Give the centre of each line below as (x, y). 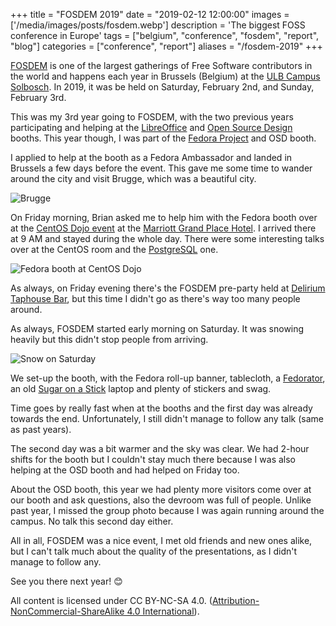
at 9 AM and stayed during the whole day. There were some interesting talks (167, 238)
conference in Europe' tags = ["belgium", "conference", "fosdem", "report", (165, 35)
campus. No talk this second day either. (92, 521)
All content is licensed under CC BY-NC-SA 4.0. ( (111, 600)
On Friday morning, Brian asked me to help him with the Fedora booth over (164, 217)
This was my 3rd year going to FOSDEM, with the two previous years (152, 117)
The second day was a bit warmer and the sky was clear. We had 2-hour (160, 448)
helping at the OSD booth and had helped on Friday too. (125, 470)
